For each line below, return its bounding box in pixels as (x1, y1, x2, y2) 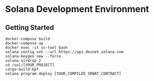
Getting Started (5, 23, 54, 32)
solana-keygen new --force (5, 54, 61, 59)
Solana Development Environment (5, 3, 150, 15)
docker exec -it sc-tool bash (5, 45, 68, 50)
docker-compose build (5, 36, 50, 41)
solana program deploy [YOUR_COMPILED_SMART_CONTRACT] (5, 71, 122, 76)
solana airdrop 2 (5, 58, 41, 63)
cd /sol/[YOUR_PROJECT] (5, 63, 55, 68)
